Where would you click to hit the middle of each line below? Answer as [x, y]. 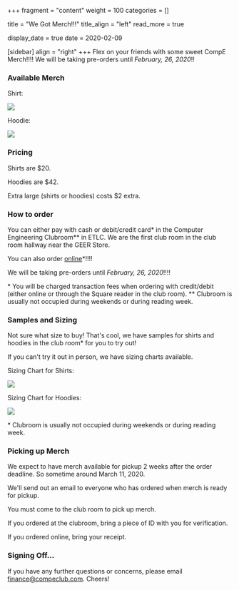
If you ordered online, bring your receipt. [67, 537]
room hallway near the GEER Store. [59, 245]
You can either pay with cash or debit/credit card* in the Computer [105, 229]
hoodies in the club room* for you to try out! [72, 343]
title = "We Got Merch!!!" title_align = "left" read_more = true [96, 24]
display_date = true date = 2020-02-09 [65, 38]
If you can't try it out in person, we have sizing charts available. [100, 357]
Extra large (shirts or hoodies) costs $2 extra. [74, 195]
